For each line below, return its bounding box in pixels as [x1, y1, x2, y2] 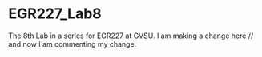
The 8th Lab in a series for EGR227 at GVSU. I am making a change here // [8, 31, 254, 40]
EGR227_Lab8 [8, 5, 102, 23]
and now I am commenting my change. [8, 39, 137, 48]
